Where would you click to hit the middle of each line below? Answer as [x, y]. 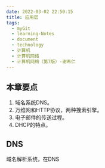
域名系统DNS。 [33, 102]
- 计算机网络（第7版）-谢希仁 [44, 61]
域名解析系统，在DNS [33, 159]
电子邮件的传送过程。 [41, 117]
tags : [13, 23]
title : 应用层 [22, 17]
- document [25, 39]
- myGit [21, 28]
